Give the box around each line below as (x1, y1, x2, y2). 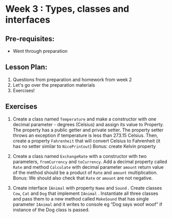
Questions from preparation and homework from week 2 (12, 76, 132, 83)
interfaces (5, 14, 50, 26)
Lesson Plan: (5, 63, 48, 72)
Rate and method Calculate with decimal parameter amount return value (12, 164, 164, 170)
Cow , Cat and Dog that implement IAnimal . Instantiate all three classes (12, 190, 158, 196)
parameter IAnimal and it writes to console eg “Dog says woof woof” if (12, 201, 163, 207)
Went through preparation (12, 48, 68, 54)
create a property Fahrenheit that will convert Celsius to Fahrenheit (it (12, 137, 161, 144)
